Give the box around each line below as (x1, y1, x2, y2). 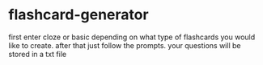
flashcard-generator (8, 6, 149, 24)
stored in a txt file (8, 49, 67, 59)
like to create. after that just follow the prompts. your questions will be (8, 40, 241, 50)
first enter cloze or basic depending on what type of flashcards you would (8, 32, 256, 42)
